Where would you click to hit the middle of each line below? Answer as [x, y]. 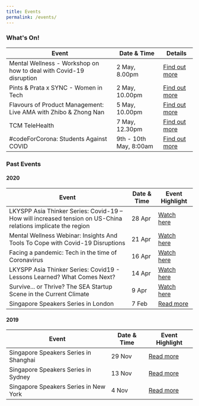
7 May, [126, 122]
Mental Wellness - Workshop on [54, 63]
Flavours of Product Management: [57, 104]
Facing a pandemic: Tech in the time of [63, 252]
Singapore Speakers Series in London [62, 303]
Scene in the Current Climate [49, 294]
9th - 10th [131, 139]
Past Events [24, 164]
